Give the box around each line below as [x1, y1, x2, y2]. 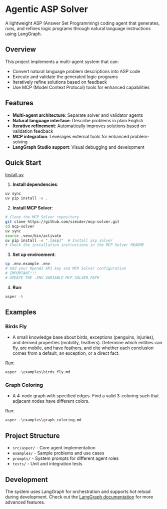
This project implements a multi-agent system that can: [5, 59, 119, 65]
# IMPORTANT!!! [5, 271, 37, 276]
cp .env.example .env [5, 262, 50, 267]
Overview [5, 45, 36, 54]
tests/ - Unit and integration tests [12, 461, 82, 467]
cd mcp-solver [5, 224, 35, 229]
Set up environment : [12, 251, 56, 258]
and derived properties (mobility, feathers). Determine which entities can [12, 340, 162, 346]
